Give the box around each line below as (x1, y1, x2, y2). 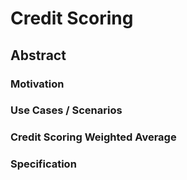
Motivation (10, 77, 65, 91)
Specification (10, 157, 77, 171)
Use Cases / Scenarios (10, 103, 123, 117)
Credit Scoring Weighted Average (10, 130, 177, 144)
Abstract (10, 47, 67, 64)
